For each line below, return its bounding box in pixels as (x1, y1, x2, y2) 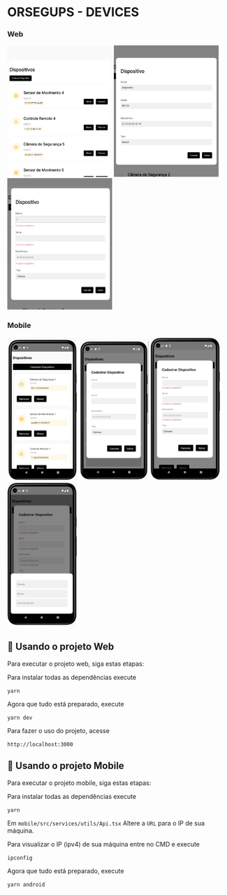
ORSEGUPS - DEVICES (7, 4, 140, 20)
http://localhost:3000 (7, 741, 73, 748)
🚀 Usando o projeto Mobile (7, 760, 124, 772)
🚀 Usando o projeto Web (7, 641, 115, 653)
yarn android (7, 881, 45, 888)
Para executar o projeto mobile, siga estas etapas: (7, 779, 152, 787)
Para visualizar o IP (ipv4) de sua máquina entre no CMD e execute (7, 840, 200, 848)
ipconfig (7, 854, 33, 861)
